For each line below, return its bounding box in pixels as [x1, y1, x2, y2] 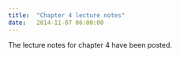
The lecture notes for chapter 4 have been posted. [8, 40, 172, 49]
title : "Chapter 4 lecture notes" [8, 11, 126, 20]
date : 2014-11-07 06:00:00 [8, 19, 104, 27]
